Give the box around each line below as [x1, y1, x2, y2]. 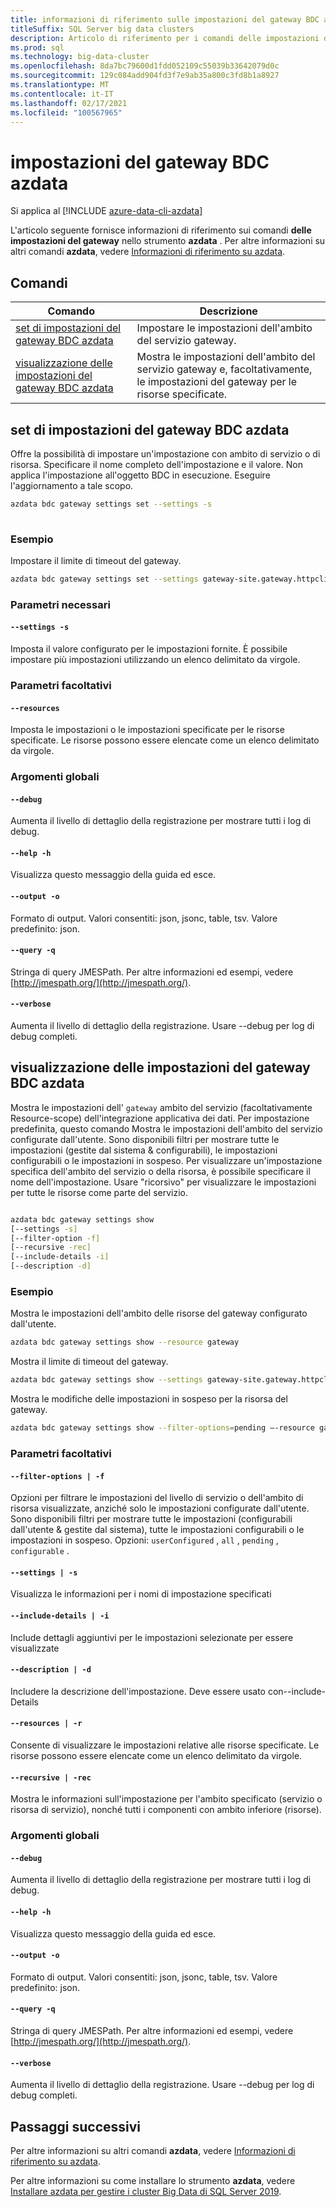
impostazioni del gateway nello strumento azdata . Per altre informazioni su [10, 235, 326, 247]
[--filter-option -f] [10, 1233, 101, 1243]
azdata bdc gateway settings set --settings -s [10, 499, 213, 509]
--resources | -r [10, 1719, 83, 1729]
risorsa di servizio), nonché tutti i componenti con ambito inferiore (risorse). [10, 1804, 322, 1816]
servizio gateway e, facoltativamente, [136, 362, 313, 376]
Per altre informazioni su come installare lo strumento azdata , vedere [10, 2174, 296, 2186]
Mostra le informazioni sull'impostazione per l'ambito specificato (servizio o [10, 1793, 323, 1805]
